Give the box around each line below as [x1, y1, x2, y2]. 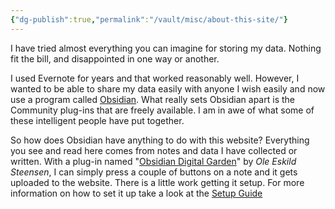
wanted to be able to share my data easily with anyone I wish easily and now [10, 82, 326, 95]
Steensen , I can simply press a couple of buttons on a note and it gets [10, 166, 298, 178]
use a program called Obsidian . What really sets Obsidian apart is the [10, 93, 295, 105]
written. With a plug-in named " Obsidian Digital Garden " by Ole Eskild [10, 155, 297, 167]
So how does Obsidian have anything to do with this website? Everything [10, 134, 310, 146]
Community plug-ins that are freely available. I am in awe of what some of [10, 104, 315, 116]
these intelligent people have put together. [10, 114, 185, 126]
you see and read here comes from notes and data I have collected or [10, 144, 298, 156]
